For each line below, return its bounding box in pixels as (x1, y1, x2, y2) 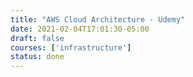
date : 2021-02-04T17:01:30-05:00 (10, 24, 150, 34)
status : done (10, 52, 65, 62)
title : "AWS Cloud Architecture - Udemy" (10, 14, 186, 25)
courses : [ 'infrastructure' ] (10, 42, 132, 53)
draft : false (10, 33, 65, 43)
